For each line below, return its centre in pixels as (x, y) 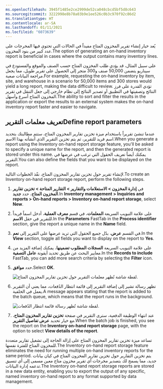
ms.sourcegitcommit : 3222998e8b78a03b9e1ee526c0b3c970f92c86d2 (71, 14)
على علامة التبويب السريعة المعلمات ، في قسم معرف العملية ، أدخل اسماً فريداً (82, 213)
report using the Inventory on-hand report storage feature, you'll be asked (80, 144)
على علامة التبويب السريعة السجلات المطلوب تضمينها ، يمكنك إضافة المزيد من (82, 247)
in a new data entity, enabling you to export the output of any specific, (76, 371)
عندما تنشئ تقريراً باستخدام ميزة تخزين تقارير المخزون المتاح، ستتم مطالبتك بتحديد (80, 133)
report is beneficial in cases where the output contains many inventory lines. (82, 56)
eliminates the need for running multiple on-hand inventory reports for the (79, 350)
